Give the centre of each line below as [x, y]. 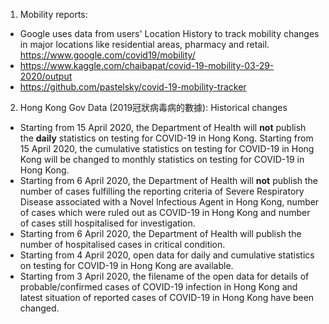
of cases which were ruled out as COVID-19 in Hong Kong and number [165, 212]
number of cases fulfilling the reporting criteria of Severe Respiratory [162, 191]
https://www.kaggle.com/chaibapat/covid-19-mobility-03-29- [147, 65]
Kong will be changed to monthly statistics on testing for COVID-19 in [162, 159]
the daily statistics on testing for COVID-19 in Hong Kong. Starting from [166, 138]
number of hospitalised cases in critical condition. [122, 244]
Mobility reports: [53, 14]
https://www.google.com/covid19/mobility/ [107, 55]
